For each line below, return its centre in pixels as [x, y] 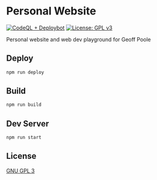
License [21, 156]
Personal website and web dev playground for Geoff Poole [79, 39]
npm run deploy [25, 72]
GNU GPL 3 [20, 170]
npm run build [24, 105]
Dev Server [28, 124]
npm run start [24, 138]
